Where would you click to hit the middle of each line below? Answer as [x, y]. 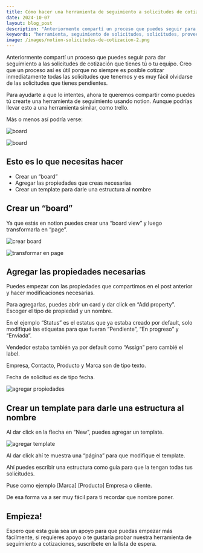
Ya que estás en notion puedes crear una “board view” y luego [84, 223]
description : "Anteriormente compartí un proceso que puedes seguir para [101, 29]
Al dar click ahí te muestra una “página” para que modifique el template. [96, 455]
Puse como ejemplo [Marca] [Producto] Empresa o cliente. [79, 486]
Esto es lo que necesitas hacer [65, 162]
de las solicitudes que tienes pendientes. [57, 83]
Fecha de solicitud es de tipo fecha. [51, 377]
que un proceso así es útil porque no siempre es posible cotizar [85, 70]
